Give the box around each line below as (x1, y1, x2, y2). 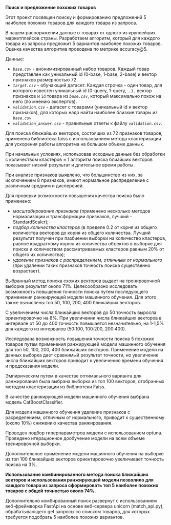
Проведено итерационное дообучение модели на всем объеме (5, 435, 145, 441)
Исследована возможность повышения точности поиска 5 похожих (5, 335, 155, 342)
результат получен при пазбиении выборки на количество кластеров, (12, 235, 166, 241)
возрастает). (12, 268, 41, 274)
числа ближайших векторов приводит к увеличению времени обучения (5, 358, 164, 363)
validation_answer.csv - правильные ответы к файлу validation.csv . (12, 120, 162, 126)
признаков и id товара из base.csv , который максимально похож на (12, 93, 162, 99)
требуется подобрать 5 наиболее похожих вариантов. (5, 514, 124, 520)
